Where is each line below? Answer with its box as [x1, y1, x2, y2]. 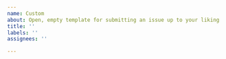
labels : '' [7, 29, 38, 36]
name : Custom [7, 10, 45, 17]
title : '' [7, 23, 36, 29]
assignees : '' [7, 36, 48, 43]
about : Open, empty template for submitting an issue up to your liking [7, 16, 220, 23]
